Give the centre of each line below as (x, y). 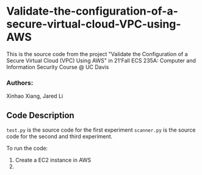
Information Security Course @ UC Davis (58, 67)
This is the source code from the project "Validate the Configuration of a (97, 54)
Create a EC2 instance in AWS (53, 160)
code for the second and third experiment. (60, 137)
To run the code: (27, 148)
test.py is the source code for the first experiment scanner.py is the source (101, 130)
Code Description (40, 115)
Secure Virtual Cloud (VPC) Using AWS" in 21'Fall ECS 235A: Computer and (101, 60)
